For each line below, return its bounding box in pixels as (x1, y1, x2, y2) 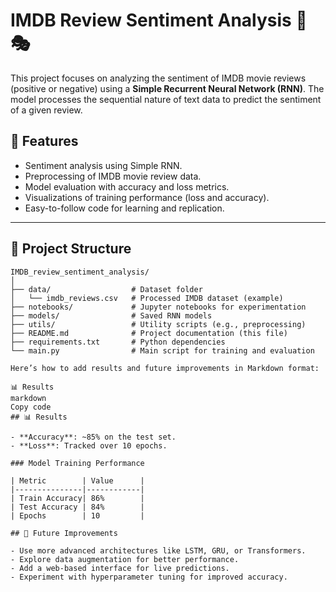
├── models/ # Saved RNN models (10, 310, 213, 321)
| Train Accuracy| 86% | (10, 493, 145, 503)
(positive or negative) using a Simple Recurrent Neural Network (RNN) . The (10, 82, 325, 94)
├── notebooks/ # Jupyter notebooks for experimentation (10, 302, 307, 312)
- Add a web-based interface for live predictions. (10, 563, 230, 573)
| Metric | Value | (10, 475, 145, 486)
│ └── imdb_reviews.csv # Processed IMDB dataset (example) (10, 293, 284, 303)
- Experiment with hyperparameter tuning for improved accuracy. (10, 572, 288, 582)
